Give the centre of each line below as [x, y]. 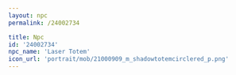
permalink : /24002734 [44, 23]
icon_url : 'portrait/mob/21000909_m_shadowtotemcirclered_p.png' [118, 59]
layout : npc [28, 15]
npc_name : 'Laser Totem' [49, 52]
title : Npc [26, 37]
